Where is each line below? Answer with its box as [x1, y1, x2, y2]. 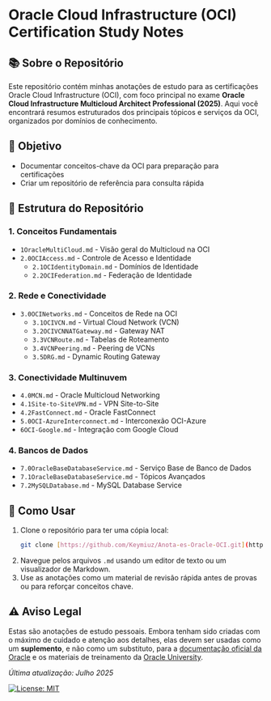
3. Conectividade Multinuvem [8, 372, 128, 383]
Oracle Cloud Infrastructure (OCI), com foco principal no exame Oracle [8, 91, 245, 100]
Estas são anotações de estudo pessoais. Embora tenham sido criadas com [8, 626, 260, 636]
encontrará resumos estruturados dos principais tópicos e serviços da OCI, [8, 108, 260, 117]
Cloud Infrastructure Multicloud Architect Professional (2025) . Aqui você [8, 99, 259, 108]
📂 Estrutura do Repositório [8, 202, 144, 215]
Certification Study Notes [8, 23, 184, 41]
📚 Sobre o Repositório [8, 56, 124, 70]
